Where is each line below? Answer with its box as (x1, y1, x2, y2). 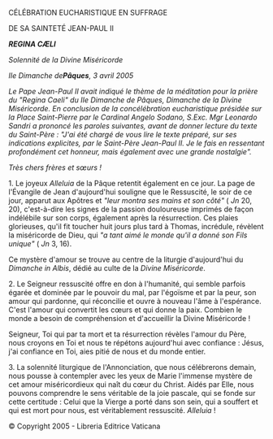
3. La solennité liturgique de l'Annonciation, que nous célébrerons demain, (8, 363, 257, 372)
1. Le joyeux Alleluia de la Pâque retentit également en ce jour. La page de (8, 179, 256, 188)
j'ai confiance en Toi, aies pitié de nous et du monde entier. (8, 346, 206, 356)
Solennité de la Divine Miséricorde (8, 55, 123, 64)
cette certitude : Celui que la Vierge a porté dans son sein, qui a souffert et (8, 397, 258, 406)
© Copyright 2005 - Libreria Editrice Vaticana (8, 421, 161, 431)
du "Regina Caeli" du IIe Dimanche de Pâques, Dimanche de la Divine (8, 95, 242, 105)
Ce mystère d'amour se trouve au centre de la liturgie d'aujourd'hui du (8, 254, 244, 264)
